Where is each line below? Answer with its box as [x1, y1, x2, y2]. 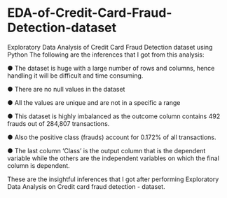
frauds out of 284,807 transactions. [7, 119, 110, 127]
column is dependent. [7, 161, 70, 169]
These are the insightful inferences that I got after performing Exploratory [7, 175, 219, 183]
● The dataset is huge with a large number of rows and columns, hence [7, 64, 215, 72]
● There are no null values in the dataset [7, 85, 125, 93]
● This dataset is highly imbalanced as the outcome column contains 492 [7, 112, 221, 120]
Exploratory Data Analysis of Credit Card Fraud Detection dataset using [7, 43, 213, 51]
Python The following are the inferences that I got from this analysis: [7, 50, 205, 59]
